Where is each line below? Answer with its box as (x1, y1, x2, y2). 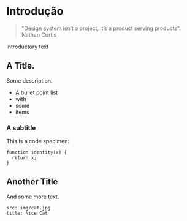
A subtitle (6, 124, 36, 132)
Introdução (6, 4, 64, 18)
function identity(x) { (6, 149, 67, 155)
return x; (12, 155, 37, 161)
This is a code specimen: (6, 138, 69, 145)
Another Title (6, 176, 58, 187)
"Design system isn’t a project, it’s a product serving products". (21, 24, 181, 32)
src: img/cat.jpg (6, 204, 51, 211)
